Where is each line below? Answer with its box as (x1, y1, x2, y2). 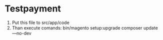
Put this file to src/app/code (11, 19, 69, 25)
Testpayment (4, 3, 61, 14)
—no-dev (11, 30, 32, 36)
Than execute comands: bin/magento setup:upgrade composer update (11, 24, 158, 30)
